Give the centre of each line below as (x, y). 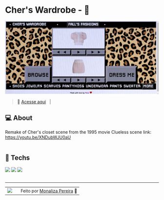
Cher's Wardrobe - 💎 (47, 10)
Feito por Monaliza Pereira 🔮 (49, 191)
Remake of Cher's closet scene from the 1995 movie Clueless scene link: (78, 132)
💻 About (19, 118)
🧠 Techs (18, 158)
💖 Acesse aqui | (34, 102)
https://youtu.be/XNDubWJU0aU (38, 137)
